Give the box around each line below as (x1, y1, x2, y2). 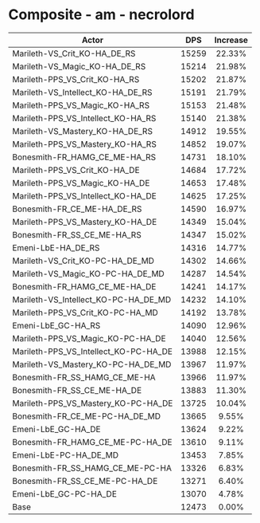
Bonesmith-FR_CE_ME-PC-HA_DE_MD (12, 411, 161, 422)
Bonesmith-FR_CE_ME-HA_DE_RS (12, 203, 142, 214)
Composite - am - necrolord (8, 6, 195, 24)
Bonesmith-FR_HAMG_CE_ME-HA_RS (12, 151, 157, 163)
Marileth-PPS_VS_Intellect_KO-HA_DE (12, 190, 157, 201)
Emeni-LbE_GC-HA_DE (12, 423, 101, 435)
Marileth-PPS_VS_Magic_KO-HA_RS (12, 100, 149, 111)
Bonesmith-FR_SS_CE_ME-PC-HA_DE (12, 475, 158, 486)
